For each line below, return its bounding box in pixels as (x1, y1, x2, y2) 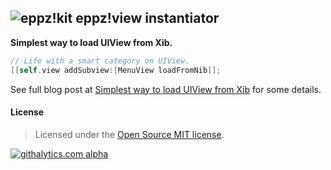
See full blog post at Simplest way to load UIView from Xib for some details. (10, 83, 322, 95)
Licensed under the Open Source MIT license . (34, 128, 225, 140)
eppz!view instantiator (75, 10, 220, 27)
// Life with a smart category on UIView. (10, 56, 190, 66)
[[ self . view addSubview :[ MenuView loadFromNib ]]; (10, 65, 222, 75)
